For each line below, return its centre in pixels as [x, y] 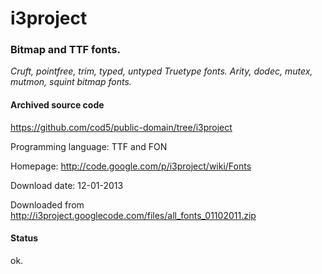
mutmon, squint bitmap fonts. [71, 82]
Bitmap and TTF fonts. [65, 50]
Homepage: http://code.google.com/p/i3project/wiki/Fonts [131, 166]
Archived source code [57, 105]
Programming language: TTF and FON [89, 146]
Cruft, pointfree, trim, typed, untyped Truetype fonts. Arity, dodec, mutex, [161, 71]
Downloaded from [47, 204]
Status [24, 238]
